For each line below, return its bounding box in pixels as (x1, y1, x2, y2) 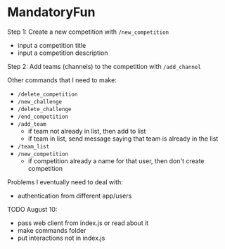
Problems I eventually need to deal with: (7, 177, 123, 186)
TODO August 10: (7, 205, 58, 213)
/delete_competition (17, 91, 78, 98)
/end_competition (17, 113, 69, 120)
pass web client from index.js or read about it (17, 219, 149, 227)
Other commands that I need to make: (7, 75, 117, 84)
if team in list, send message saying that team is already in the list (27, 134, 219, 143)
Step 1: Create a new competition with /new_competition (7, 27, 169, 36)
